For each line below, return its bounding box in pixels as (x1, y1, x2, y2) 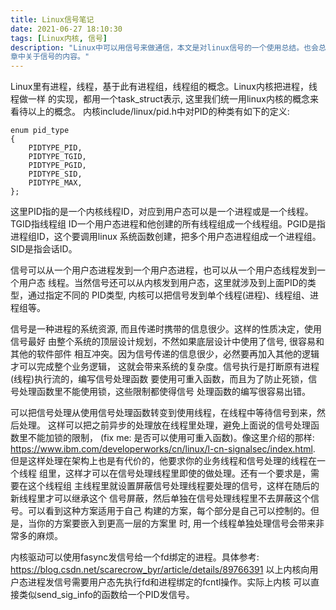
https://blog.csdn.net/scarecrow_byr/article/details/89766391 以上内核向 (10, 564, 310, 576)
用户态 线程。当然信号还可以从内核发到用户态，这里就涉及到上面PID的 (18, 277, 308, 289)
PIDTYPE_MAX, (28, 178, 83, 188)
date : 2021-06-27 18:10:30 (10, 24, 123, 34)
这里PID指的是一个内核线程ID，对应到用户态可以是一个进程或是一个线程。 (10, 206, 314, 218)
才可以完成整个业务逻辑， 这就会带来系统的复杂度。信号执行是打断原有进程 (10, 361, 320, 373)
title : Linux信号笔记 (10, 14, 95, 25)
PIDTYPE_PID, (28, 143, 83, 153)
